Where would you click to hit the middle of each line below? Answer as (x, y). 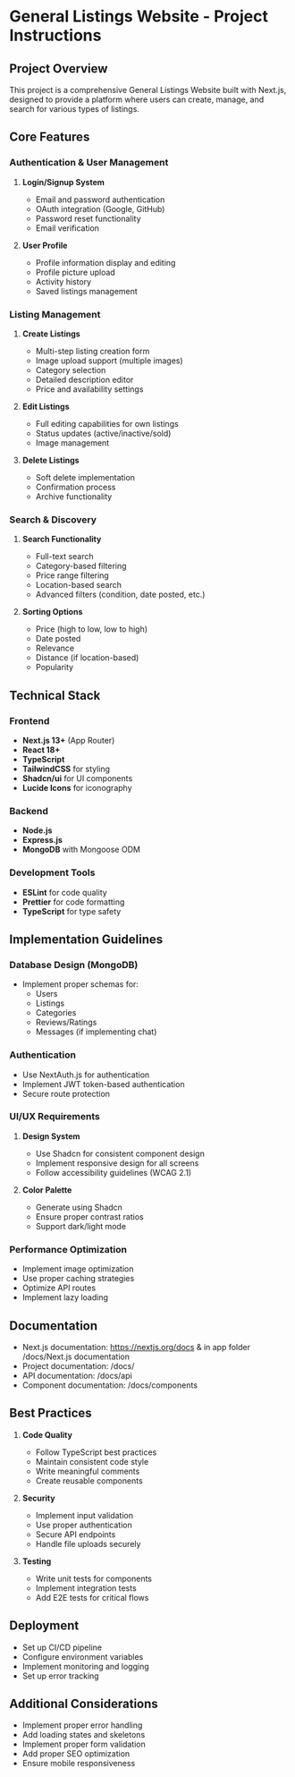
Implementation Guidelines (86, 939)
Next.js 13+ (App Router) (68, 740)
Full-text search (64, 557)
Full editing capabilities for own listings (107, 423)
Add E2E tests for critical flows (92, 1597)
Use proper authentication (84, 1525)
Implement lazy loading (65, 1297)
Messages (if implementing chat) (96, 1032)
